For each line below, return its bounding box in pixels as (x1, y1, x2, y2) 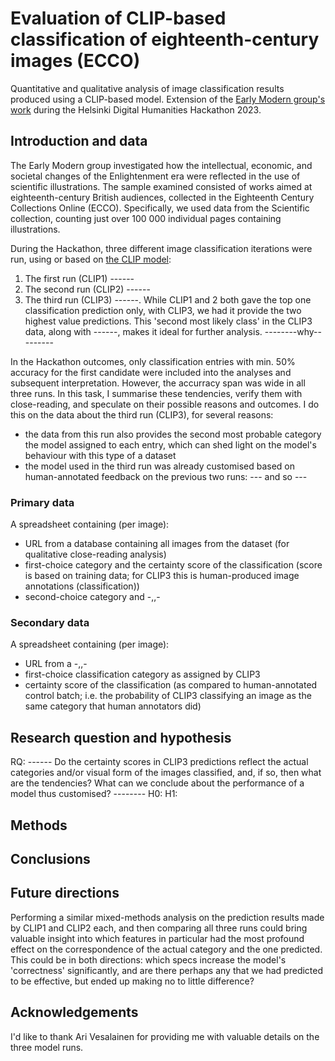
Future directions (10, 885, 120, 902)
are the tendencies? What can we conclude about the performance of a (10, 777, 305, 789)
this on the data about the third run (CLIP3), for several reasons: (10, 408, 274, 421)
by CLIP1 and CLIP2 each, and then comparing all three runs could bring (10, 922, 308, 934)
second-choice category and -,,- (24, 591, 161, 603)
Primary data (10, 495, 75, 509)
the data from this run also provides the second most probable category (24, 428, 322, 440)
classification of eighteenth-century (10, 28, 320, 51)
